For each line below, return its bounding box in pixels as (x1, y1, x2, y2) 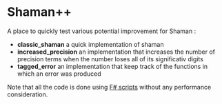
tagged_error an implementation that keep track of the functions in (17, 62, 208, 70)
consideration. (7, 90, 48, 98)
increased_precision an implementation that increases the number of (17, 48, 216, 56)
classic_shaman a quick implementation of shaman (17, 40, 164, 48)
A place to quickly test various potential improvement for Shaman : (7, 27, 196, 35)
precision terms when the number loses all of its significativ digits (17, 54, 203, 63)
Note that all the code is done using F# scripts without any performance (7, 83, 212, 91)
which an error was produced (17, 70, 101, 78)
